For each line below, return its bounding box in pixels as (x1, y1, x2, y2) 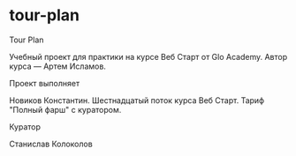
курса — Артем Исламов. (9, 61, 106, 71)
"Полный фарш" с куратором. (9, 104, 122, 115)
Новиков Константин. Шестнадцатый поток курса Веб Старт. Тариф (9, 94, 265, 106)
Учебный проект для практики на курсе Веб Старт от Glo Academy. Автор (9, 51, 288, 62)
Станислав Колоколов (9, 138, 93, 149)
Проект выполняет (9, 78, 80, 88)
